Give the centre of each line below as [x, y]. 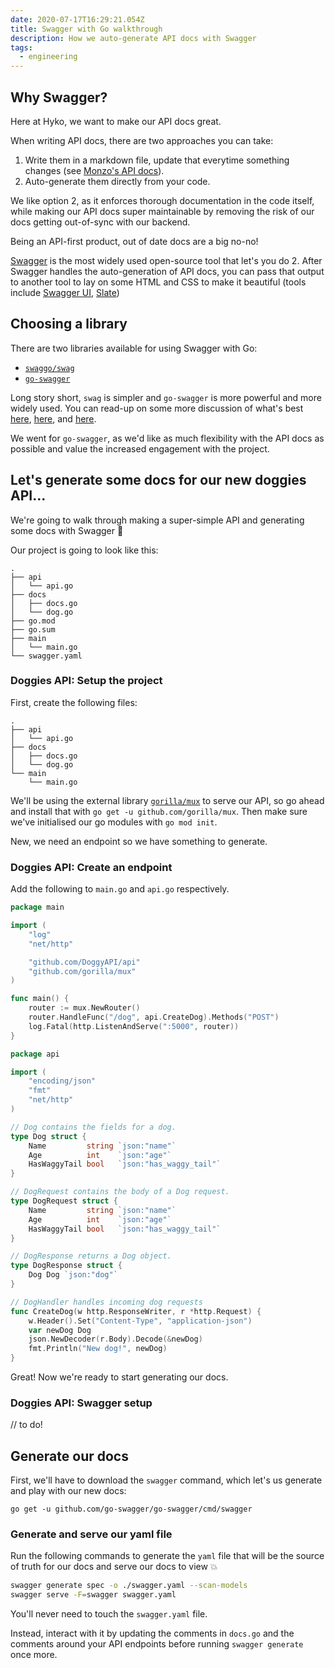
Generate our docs [69, 1456]
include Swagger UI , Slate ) [65, 292]
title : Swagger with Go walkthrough [86, 29]
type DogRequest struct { [64, 1201]
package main [37, 907]
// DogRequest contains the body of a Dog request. [120, 1192]
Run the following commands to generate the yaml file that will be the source [167, 1556]
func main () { [40, 999]
